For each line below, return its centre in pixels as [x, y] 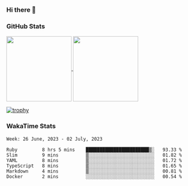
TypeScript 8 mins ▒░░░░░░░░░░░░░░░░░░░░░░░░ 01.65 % [94, 166]
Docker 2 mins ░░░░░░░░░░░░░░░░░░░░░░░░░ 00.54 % [94, 176]
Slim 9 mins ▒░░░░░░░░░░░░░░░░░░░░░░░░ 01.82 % [94, 155]
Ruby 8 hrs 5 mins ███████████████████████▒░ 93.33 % [94, 150]
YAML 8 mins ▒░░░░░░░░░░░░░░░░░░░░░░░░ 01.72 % [94, 160]
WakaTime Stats [31, 126]
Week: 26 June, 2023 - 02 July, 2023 [55, 139]
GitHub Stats [26, 26]
